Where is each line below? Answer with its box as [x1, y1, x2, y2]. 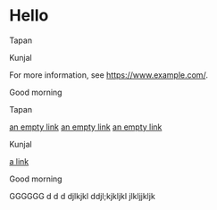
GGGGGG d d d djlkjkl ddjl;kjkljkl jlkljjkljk [9, 190, 156, 201]
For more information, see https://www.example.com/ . [9, 69, 208, 80]
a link [9, 155, 29, 166]
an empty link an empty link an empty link [9, 122, 163, 132]
